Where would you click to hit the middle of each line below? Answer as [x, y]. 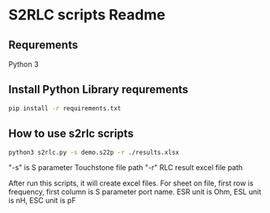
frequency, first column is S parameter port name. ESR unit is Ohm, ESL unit [135, 192]
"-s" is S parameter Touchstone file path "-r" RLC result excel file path [126, 168]
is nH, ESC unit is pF [42, 201]
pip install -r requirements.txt [65, 108]
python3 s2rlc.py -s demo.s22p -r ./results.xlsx [94, 152]
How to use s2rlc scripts [71, 134]
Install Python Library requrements [99, 89]
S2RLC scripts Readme [87, 15]
